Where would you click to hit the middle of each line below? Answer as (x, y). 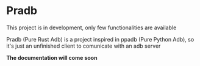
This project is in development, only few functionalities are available (91, 28)
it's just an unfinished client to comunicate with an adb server (84, 46)
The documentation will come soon (52, 57)
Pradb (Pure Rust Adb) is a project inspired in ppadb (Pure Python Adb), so (100, 39)
